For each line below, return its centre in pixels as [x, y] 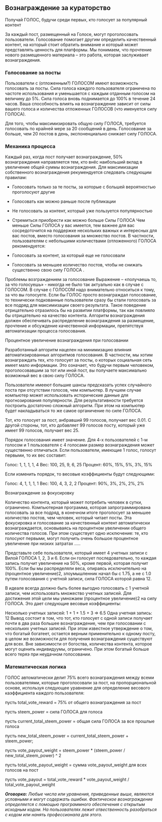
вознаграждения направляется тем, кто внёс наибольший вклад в [74, 162]
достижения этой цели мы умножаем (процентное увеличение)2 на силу [81, 598]
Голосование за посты [33, 72]
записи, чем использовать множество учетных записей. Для [68, 593]
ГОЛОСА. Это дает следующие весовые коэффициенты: [63, 604]
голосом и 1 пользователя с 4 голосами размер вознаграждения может [80, 445]
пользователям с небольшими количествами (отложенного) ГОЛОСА [84, 241]
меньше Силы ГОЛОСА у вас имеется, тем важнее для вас [73, 226]
